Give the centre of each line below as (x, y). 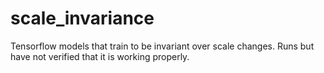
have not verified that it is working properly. (100, 56)
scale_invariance (82, 18)
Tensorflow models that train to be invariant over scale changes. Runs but (162, 46)
